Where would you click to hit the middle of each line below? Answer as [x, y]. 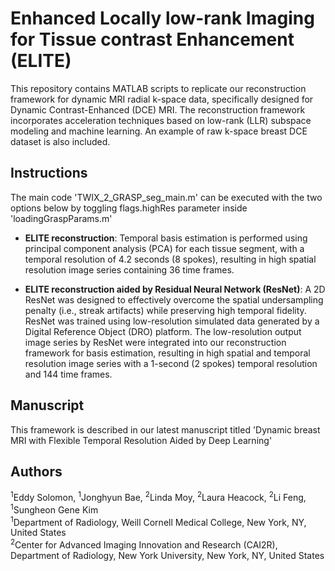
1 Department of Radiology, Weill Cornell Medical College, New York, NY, [158, 521]
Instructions [49, 173]
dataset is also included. [60, 141]
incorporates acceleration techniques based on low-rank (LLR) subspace [161, 120]
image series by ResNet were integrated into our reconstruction [155, 342]
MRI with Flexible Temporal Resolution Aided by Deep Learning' [141, 440]
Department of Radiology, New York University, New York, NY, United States [167, 555]
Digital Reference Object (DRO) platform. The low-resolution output [163, 331]
